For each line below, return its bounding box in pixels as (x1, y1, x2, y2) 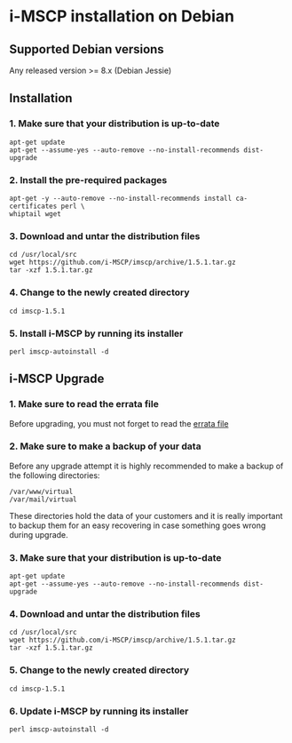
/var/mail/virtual (9, 495, 77, 504)
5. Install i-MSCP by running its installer (9, 327, 184, 340)
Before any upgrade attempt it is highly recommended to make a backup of (9, 460, 284, 471)
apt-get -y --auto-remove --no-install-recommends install (9, 194, 233, 203)
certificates (9, 202, 58, 211)
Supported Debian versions (9, 42, 164, 57)
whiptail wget (9, 209, 62, 219)
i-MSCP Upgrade (9, 371, 105, 387)
